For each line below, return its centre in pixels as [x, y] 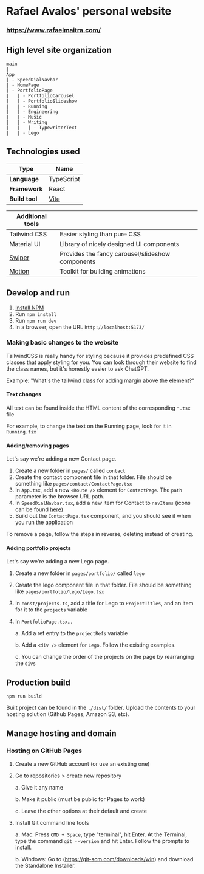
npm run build [24, 697]
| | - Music [24, 117]
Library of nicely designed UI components [120, 244]
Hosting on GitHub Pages [44, 751]
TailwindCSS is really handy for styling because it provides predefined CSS [100, 356]
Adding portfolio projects [39, 548]
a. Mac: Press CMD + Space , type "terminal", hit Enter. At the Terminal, [101, 834]
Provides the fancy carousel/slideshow [115, 253]
